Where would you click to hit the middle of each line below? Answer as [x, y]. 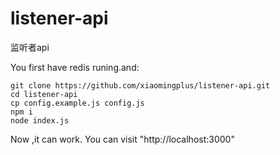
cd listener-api [44, 94]
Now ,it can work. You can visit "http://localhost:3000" [122, 139]
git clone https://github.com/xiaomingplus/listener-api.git [140, 85]
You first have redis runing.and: [75, 67]
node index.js [40, 120]
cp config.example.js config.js [77, 103]
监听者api [30, 47]
